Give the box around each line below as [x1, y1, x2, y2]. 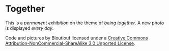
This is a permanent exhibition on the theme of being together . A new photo [5, 20, 164, 26]
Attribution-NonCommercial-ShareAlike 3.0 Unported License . [5, 40, 136, 46]
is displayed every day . [5, 25, 54, 31]
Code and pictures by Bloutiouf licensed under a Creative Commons [5, 35, 149, 41]
